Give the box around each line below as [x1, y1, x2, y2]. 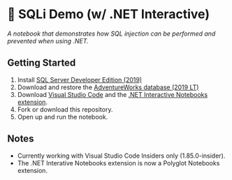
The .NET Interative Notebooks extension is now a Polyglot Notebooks [17, 158, 220, 167]
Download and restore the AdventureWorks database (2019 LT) [17, 83, 199, 91]
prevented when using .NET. [7, 36, 89, 45]
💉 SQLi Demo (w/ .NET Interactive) [7, 6, 210, 22]
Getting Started [7, 57, 76, 69]
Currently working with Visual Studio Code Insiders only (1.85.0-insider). [17, 151, 226, 160]
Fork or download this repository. [17, 105, 113, 114]
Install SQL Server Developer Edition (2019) [17, 75, 142, 84]
